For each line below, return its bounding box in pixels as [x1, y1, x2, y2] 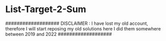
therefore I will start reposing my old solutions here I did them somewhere [5, 25, 161, 31]
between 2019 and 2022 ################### [5, 31, 112, 37]
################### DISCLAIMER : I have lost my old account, [5, 20, 149, 26]
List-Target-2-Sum [5, 4, 87, 15]
